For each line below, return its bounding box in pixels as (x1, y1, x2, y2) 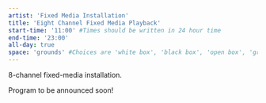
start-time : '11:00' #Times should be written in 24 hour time (8, 26, 222, 34)
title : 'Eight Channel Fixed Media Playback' (8, 19, 161, 27)
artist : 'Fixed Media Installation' (8, 11, 129, 20)
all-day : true (8, 41, 55, 49)
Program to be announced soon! (8, 86, 114, 95)
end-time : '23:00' (8, 33, 69, 42)
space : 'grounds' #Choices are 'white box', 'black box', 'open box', (8, 48, 246, 56)
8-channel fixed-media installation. (8, 71, 123, 79)
